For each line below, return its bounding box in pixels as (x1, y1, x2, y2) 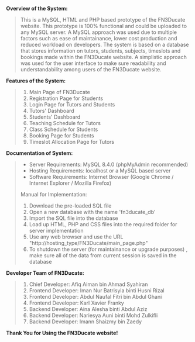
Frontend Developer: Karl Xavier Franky (29, 299, 124, 306)
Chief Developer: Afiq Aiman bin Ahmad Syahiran (29, 281, 148, 288)
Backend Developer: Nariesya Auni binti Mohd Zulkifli (29, 312, 158, 319)
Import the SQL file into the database (29, 215, 118, 222)
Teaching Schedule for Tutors (29, 120, 101, 126)
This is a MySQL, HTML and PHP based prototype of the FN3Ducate (20, 16, 186, 23)
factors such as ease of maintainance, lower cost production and (20, 35, 177, 42)
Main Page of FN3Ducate (29, 89, 91, 95)
